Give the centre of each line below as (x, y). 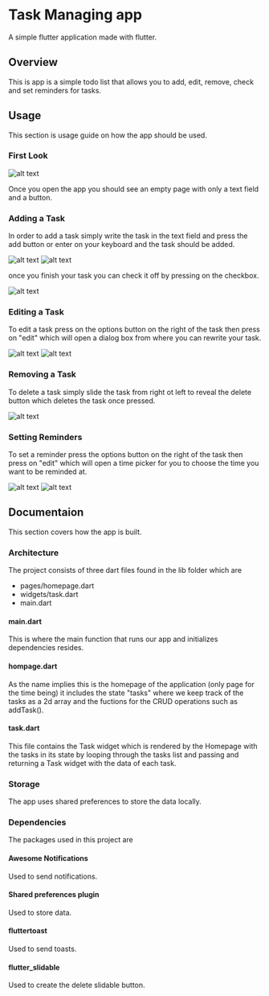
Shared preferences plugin (54, 895)
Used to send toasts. (43, 949)
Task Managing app (75, 15)
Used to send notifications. (53, 876)
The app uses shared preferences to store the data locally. (105, 801)
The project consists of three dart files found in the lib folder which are (125, 570)
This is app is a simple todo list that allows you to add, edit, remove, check (131, 81)
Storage (24, 784)
